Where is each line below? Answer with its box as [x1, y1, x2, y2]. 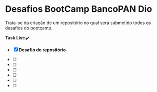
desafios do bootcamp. [5, 25, 53, 31]
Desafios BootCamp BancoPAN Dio [5, 3, 153, 15]
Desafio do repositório [18, 47, 66, 53]
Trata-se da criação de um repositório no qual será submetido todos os [5, 20, 151, 26]
